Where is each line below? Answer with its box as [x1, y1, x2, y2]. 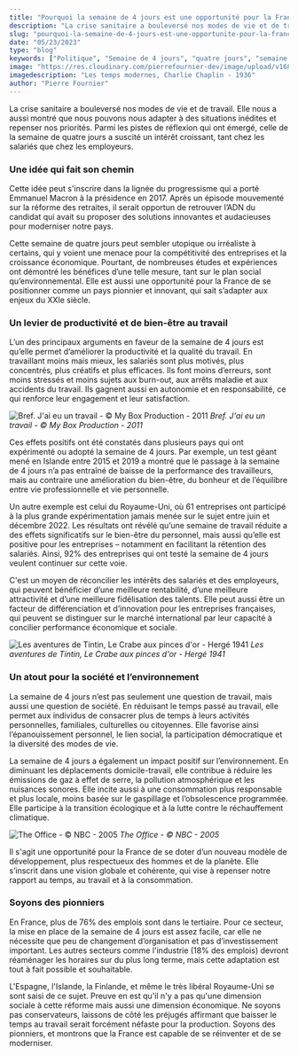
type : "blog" [9, 46, 58, 55]
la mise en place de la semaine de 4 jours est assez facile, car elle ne [9, 926, 262, 936]
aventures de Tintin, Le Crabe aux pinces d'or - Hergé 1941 [9, 649, 226, 660]
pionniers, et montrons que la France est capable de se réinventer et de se [9, 1028, 282, 1038]
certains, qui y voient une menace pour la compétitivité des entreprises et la [9, 247, 287, 258]
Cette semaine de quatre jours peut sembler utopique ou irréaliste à [9, 238, 256, 248]
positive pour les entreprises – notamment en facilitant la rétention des [9, 539, 267, 550]
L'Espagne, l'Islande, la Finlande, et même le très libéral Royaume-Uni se [9, 981, 275, 991]
